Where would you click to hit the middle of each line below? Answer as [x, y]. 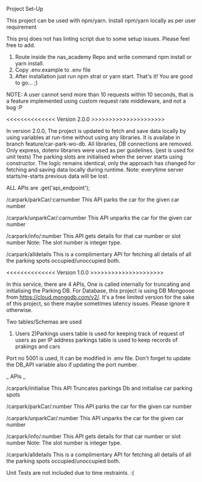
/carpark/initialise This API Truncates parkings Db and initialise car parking [99, 388]
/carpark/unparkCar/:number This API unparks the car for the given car [95, 418]
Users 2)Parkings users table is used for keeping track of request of [99, 334]
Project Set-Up [25, 9]
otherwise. [20, 310]
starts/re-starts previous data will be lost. [57, 176]
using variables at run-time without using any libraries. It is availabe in [93, 137]
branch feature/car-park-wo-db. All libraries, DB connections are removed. [99, 144]
